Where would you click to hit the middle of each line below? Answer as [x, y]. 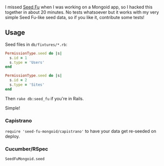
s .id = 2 [18, 80]
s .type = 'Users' [27, 62]
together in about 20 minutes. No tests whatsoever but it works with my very [82, 12]
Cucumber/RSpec [27, 149]
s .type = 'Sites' [27, 85]
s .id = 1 [18, 58]
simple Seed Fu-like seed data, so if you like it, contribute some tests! [75, 17]
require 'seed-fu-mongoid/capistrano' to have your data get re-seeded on [81, 131]
